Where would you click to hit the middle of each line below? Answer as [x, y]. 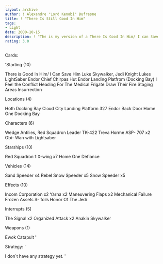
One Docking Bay [23, 113]
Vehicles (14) [18, 166]
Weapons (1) [17, 227]
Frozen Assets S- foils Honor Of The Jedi [46, 199]
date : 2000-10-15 [23, 32]
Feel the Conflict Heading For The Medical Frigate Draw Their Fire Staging [79, 84]
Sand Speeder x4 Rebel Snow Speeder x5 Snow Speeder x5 [65, 175]
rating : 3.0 [17, 41]
